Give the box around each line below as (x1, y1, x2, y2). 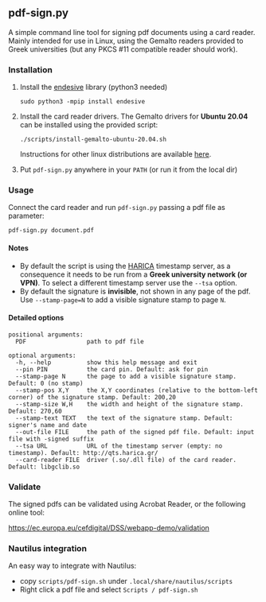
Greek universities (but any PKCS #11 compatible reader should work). (8, 44, 238, 54)
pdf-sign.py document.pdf (8, 227, 94, 235)
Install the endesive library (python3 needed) (19, 83, 168, 92)
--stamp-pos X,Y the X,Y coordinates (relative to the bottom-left (15, 386, 259, 394)
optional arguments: (8, 351, 77, 359)
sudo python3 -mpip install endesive (19, 98, 146, 106)
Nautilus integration (8, 543, 88, 554)
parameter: (8, 211, 45, 221)
